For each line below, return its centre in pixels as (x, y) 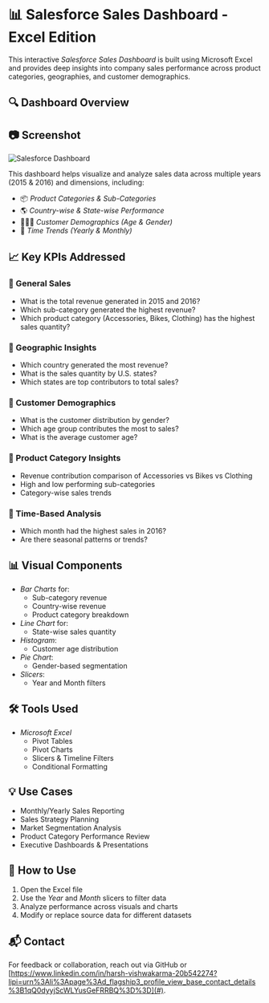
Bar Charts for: (45, 589)
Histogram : (39, 640)
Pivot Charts (53, 749)
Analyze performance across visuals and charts (99, 907)
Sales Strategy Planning (59, 819)
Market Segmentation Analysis (71, 828)
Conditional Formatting (70, 766)
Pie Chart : (37, 657)
